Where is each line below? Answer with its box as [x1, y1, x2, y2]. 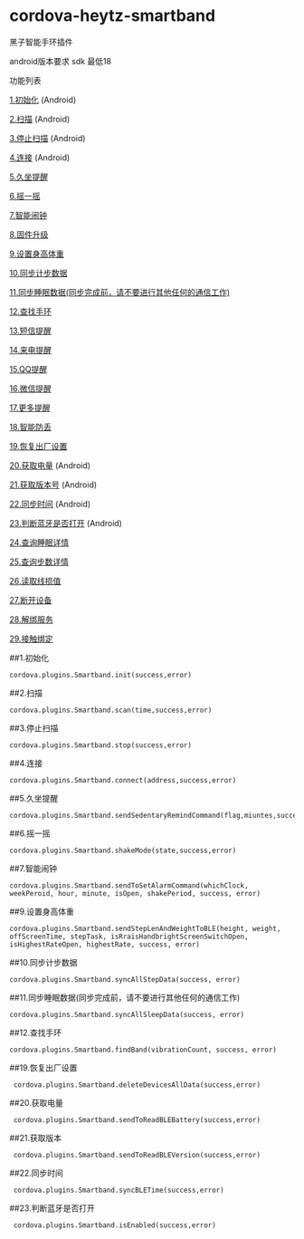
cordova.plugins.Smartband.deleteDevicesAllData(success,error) [13, 1080, 261, 1090]
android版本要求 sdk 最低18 [9, 55, 111, 66]
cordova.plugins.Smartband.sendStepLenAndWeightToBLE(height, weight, [9, 924, 281, 933]
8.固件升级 [9, 228, 49, 240]
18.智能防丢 [9, 421, 52, 432]
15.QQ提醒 [9, 363, 48, 374]
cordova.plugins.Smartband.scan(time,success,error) [9, 706, 213, 715]
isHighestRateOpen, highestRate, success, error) [9, 939, 201, 949]
